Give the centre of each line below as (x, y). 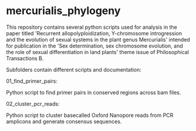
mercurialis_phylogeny (63, 11)
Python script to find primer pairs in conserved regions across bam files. (94, 92)
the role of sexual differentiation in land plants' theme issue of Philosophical (98, 52)
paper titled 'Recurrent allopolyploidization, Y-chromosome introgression (94, 33)
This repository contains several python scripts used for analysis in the (92, 27)
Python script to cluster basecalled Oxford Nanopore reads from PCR (90, 115)
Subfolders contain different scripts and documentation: (74, 69)
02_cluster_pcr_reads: (33, 103)
